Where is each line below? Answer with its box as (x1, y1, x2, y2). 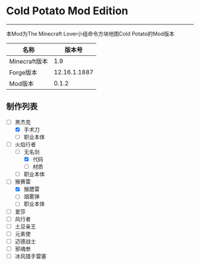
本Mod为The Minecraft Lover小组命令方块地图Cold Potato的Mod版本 (6, 30, 174, 37)
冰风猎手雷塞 (14, 253, 46, 260)
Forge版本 (9, 68, 37, 77)
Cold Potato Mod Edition (6, 4, 129, 18)
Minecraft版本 (9, 57, 48, 65)
